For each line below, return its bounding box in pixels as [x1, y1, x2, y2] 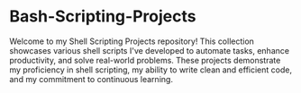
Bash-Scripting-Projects [9, 6, 196, 27]
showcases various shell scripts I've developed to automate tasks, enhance [9, 45, 290, 55]
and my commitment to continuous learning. [9, 73, 174, 84]
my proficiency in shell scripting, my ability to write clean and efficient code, [9, 64, 293, 75]
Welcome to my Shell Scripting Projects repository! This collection [9, 36, 255, 46]
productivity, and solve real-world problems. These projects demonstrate [9, 55, 281, 65]
